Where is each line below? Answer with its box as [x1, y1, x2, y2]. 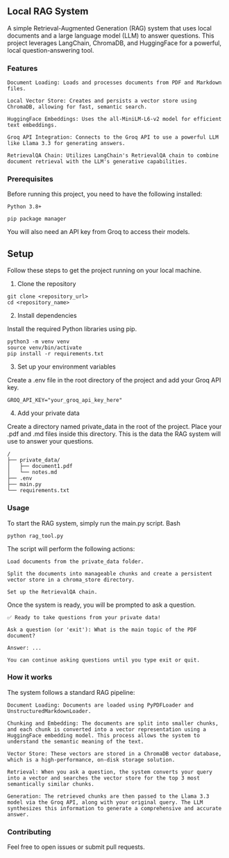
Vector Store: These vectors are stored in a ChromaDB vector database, [7, 750, 222, 757]
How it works [7, 673, 53, 682]
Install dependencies [17, 312, 78, 320]
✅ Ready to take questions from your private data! [7, 614, 161, 621]
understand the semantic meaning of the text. [7, 738, 144, 745]
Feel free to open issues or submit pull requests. [7, 843, 145, 851]
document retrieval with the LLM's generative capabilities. [7, 158, 188, 165]
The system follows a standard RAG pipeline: [7, 688, 135, 696]
